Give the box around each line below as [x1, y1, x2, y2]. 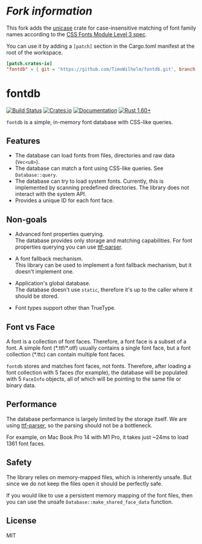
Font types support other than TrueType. [14, 304, 116, 312]
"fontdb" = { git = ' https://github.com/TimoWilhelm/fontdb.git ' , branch [6, 66, 196, 72]
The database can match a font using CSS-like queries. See [14, 165, 164, 172]
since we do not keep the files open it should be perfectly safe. [6, 480, 163, 487]
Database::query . [14, 171, 58, 179]
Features [6, 136, 40, 146]
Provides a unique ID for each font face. [14, 197, 115, 204]
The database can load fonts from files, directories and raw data [14, 152, 175, 159]
